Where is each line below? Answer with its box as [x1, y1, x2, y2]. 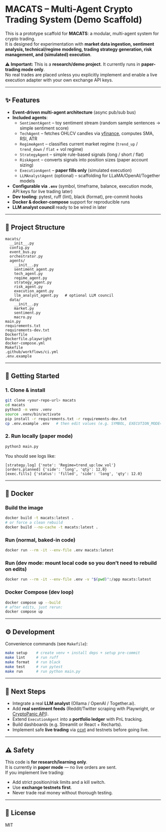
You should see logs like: [5, 453, 56, 459]
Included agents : [12, 114, 48, 120]
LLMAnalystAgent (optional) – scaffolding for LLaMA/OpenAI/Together [19, 172, 161, 178]
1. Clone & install [5, 386, 45, 393]
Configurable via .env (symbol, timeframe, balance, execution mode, [12, 183, 153, 189]
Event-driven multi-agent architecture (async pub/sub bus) [12, 109, 136, 115]
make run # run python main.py [5, 669, 81, 674]
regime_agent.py [14, 276, 48, 280]
